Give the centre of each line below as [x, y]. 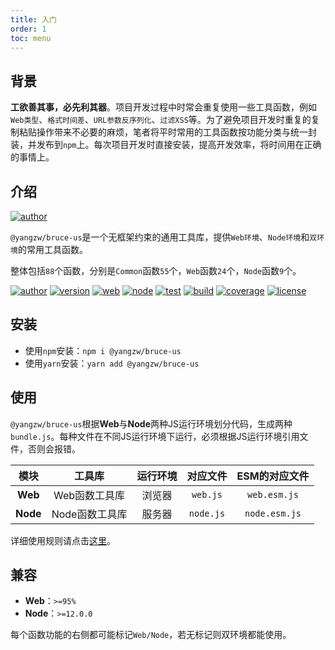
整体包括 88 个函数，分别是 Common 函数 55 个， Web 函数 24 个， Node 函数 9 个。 [156, 270]
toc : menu [31, 38]
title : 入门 [33, 19]
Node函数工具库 [89, 514]
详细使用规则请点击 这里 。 [63, 540]
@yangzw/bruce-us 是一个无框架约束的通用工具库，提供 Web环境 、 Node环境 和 [160, 237]
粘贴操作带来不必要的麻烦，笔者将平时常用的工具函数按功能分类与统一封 [167, 132]
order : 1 [28, 29]
